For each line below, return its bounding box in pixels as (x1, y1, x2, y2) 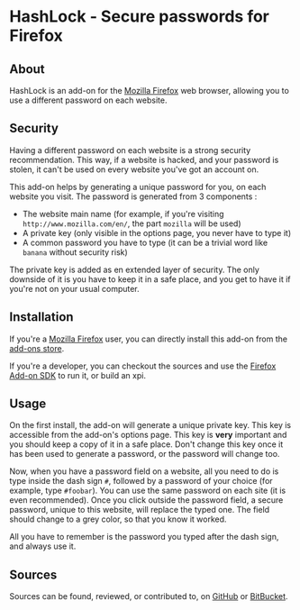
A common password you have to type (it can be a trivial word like (22, 237, 268, 248)
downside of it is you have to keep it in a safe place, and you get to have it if (9, 273, 291, 285)
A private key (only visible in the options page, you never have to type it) (22, 227, 291, 238)
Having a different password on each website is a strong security (9, 144, 251, 155)
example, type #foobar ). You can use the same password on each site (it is (9, 485, 286, 496)
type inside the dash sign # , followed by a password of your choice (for (9, 476, 273, 487)
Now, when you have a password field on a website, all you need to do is (9, 466, 279, 477)
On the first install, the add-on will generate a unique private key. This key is (9, 420, 291, 431)
